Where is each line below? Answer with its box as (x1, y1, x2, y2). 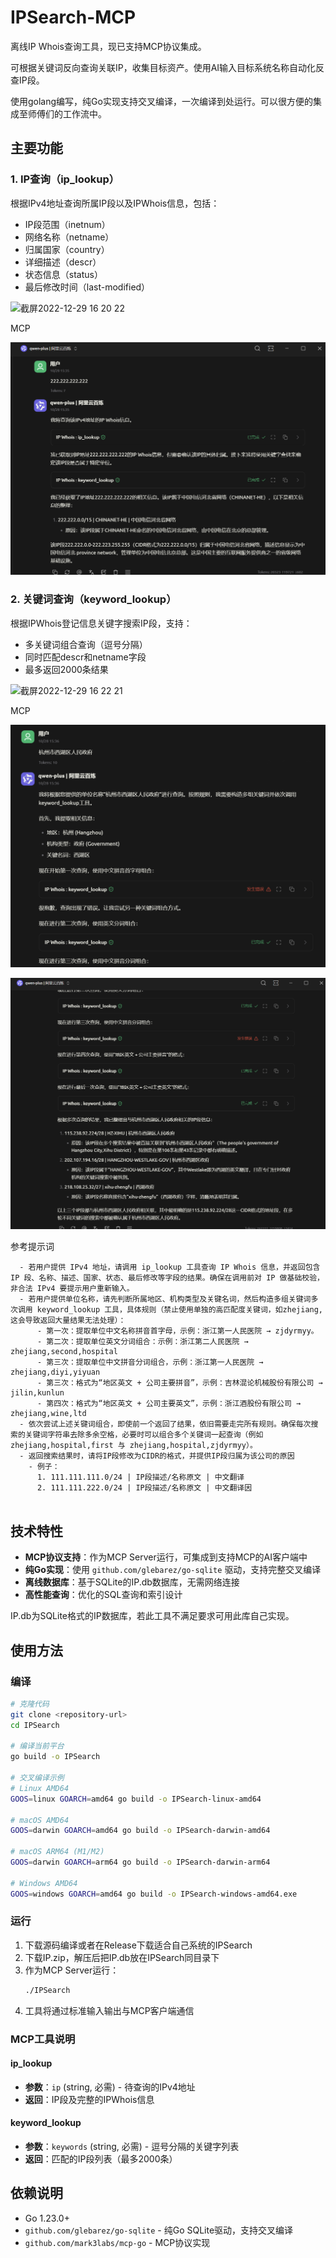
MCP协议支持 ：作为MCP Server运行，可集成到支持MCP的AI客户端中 (24, 1551, 308, 1563)
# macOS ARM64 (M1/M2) (10, 1847, 105, 1857)
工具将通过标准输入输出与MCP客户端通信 (24, 2004, 195, 2016)
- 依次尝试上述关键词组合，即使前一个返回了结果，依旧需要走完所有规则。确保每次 (19, 1419, 312, 1430)
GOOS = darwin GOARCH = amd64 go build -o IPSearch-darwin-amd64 (10, 1826, 271, 1836)
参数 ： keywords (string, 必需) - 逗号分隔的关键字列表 (24, 2141, 240, 2153)
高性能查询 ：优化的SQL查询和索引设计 (24, 1589, 183, 1601)
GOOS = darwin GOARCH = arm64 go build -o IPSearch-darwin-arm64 (10, 1857, 271, 1868)
